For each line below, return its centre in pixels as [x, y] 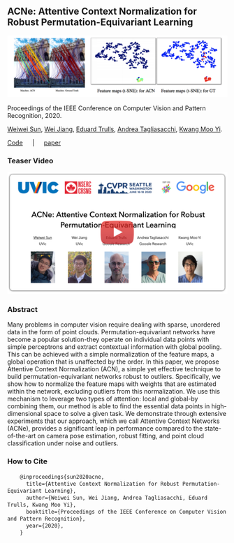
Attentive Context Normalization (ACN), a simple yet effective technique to [114, 369]
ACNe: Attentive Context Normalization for [102, 12]
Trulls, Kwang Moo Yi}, [42, 505]
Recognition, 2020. [35, 116]
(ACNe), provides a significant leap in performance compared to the [105, 429]
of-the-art [22, 436]
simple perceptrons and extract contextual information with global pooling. [115, 347]
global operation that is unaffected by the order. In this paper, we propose [113, 362]
